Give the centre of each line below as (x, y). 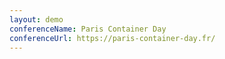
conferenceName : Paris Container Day (88, 29)
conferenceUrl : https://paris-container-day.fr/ (112, 38)
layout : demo (36, 19)
